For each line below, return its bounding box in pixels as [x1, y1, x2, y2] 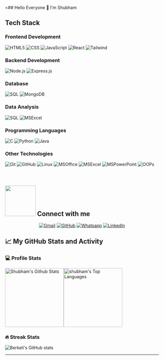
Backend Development [5, 57, 60, 64]
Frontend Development [5, 33, 61, 40]
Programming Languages [5, 127, 67, 134]
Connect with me [37, 210, 90, 218]
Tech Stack [5, 19, 40, 27]
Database [5, 80, 28, 87]
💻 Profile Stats [5, 255, 41, 262]
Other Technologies [5, 150, 53, 157]
